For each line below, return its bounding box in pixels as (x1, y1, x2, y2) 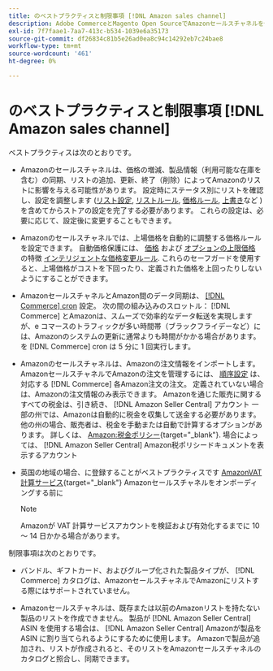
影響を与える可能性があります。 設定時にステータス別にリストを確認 (34, 184, 264, 195)
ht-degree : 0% (8, 58, 57, 66)
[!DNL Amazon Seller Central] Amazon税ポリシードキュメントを (43, 439, 258, 449)
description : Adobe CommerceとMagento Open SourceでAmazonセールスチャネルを (8, 19, 264, 28)
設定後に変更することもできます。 (63, 215, 176, 225)
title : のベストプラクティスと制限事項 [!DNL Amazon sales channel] (8, 11, 227, 20)
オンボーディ (214, 477, 258, 487)
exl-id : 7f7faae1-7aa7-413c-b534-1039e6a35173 (8, 27, 169, 35)
